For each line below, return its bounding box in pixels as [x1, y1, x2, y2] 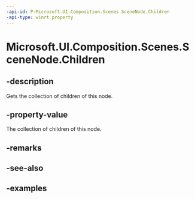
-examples [6, 183, 47, 194]
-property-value [6, 109, 68, 120]
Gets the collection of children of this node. [6, 92, 113, 99]
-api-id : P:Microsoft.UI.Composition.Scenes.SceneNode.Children [6, 8, 170, 15]
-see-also [6, 163, 44, 173]
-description [6, 76, 54, 87]
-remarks [6, 143, 42, 153]
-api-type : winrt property [6, 14, 74, 20]
